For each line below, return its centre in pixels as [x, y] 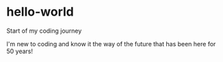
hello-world [40, 12]
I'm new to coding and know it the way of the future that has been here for [111, 44]
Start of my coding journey [44, 31]
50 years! [20, 51]
